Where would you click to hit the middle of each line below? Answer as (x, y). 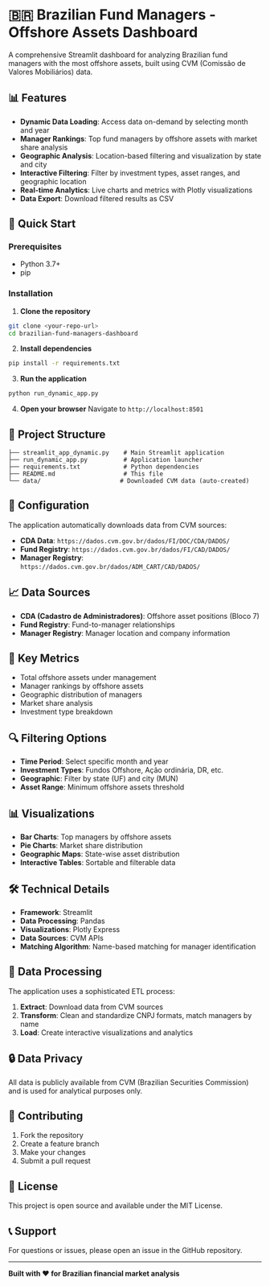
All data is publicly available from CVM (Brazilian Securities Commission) (129, 1082)
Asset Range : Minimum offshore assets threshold (102, 787)
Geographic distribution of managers (81, 695)
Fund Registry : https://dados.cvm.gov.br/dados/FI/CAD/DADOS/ (125, 549)
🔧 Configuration (49, 506)
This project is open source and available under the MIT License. (116, 1206)
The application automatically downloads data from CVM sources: (118, 525)
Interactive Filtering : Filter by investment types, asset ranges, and (130, 173)
